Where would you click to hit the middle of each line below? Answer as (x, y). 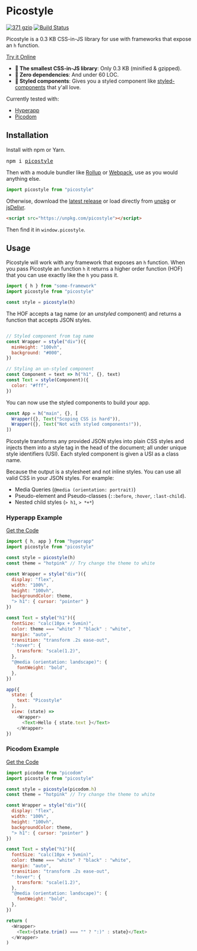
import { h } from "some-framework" (51, 286)
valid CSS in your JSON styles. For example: (60, 478)
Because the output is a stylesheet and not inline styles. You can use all (93, 472)
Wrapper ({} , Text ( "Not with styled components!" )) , (77, 424)
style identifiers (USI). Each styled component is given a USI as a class (93, 454)
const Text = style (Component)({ (47, 380)
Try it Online (21, 57)
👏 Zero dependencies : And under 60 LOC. (67, 74)
